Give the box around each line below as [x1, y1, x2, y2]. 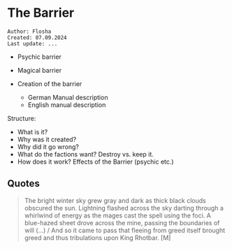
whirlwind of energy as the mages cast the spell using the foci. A [24, 211, 212, 220]
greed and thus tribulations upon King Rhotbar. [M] [24, 233, 171, 242]
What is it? [17, 127, 48, 136]
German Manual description [27, 93, 108, 101]
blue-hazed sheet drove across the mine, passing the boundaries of [24, 218, 220, 227]
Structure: [7, 114, 36, 122]
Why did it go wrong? [17, 142, 79, 151]
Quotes [7, 178, 41, 190]
